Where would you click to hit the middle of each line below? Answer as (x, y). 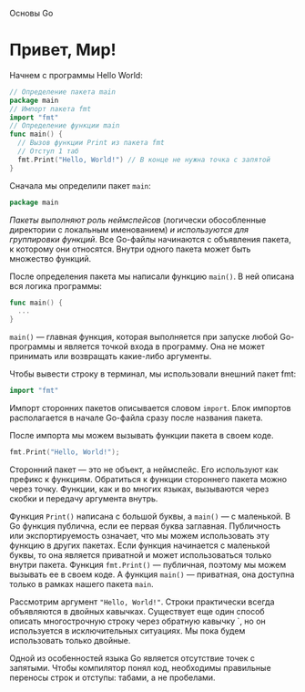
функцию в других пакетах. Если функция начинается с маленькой (140, 545)
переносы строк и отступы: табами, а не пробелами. (112, 677)
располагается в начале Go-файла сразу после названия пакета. (137, 418)
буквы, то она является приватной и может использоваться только (141, 554)
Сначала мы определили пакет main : (81, 185)
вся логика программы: (56, 285)
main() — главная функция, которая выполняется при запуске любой (144, 337)
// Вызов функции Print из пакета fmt (91, 143)
